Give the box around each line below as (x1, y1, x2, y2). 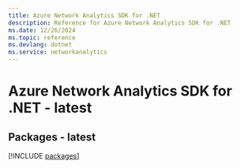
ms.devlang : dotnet (8, 41, 73, 49)
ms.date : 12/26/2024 (8, 26, 77, 34)
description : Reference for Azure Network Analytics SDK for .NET (8, 19, 231, 27)
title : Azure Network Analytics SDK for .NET (8, 11, 160, 20)
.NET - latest (8, 99, 92, 117)
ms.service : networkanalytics (8, 48, 108, 56)
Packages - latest (8, 130, 96, 144)
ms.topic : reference (8, 33, 77, 42)
